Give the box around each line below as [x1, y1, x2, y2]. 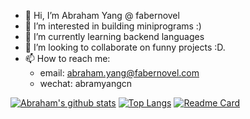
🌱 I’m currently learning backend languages [24, 31, 205, 42]
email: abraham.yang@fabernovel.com [39, 67, 200, 79]
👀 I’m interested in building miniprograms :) [24, 20, 202, 32]
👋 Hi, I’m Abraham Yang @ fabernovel [24, 10, 180, 21]
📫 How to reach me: [24, 53, 111, 64]
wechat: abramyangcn [39, 78, 133, 89]
